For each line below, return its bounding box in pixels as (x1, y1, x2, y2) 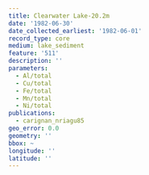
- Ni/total (15, 102, 52, 110)
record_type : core (8, 34, 70, 43)
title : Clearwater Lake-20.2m (8, 11, 110, 20)
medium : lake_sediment (8, 42, 85, 50)
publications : (8, 110, 56, 118)
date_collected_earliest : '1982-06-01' (8, 27, 143, 35)
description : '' (8, 57, 63, 65)
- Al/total (15, 72, 52, 80)
